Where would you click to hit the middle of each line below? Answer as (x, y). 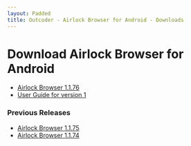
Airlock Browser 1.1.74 (48, 135)
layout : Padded (29, 13)
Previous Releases (39, 113)
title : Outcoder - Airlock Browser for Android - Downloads (96, 20)
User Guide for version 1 (52, 95)
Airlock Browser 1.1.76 (48, 87)
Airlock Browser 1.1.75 (48, 127)
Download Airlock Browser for (95, 54)
